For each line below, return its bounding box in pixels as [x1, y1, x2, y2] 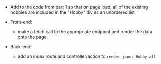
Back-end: [10, 44, 32, 49]
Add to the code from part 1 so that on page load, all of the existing [10, 4, 148, 10]
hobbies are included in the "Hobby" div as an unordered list [10, 9, 135, 15]
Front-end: [10, 19, 33, 25]
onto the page [17, 34, 47, 40]
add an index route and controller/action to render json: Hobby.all [17, 53, 156, 59]
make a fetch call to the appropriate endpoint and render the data [17, 29, 153, 34]
